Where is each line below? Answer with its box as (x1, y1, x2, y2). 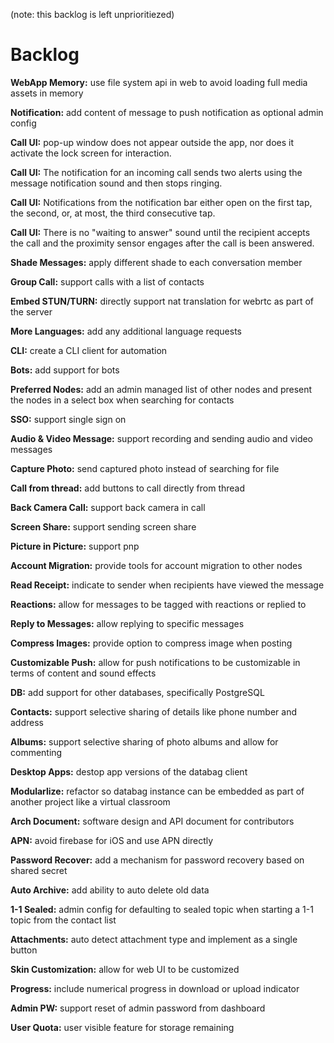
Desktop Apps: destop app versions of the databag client (10, 765, 248, 778)
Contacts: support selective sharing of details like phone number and (10, 705, 297, 718)
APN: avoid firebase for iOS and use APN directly (10, 834, 214, 846)
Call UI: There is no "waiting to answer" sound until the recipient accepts (10, 226, 311, 238)
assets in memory (10, 87, 84, 99)
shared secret (10, 864, 68, 876)
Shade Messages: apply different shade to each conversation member (10, 256, 303, 268)
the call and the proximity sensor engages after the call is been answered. (10, 237, 315, 249)
